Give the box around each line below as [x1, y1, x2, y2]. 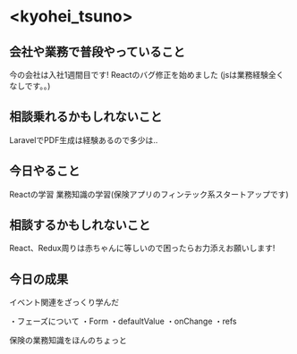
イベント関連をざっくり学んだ [9, 297, 119, 308]
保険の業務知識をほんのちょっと [9, 335, 127, 346]
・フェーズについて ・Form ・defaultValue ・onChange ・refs [9, 316, 237, 327]
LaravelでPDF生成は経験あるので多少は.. [9, 134, 158, 145]
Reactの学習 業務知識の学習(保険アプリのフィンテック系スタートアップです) [9, 189, 289, 199]
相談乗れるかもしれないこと [9, 109, 163, 124]
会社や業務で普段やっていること [9, 44, 185, 59]
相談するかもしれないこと [9, 217, 150, 233]
